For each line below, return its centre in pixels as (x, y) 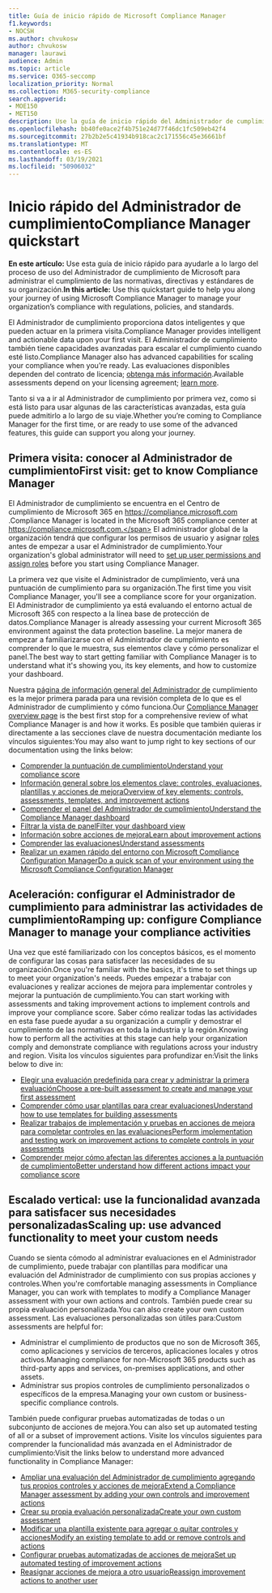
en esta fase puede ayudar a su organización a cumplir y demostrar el (125, 1021)
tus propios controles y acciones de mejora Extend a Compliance (128, 1485)
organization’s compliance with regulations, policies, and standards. (121, 307)
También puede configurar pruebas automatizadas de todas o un (117, 1418)
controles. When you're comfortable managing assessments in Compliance (133, 1283)
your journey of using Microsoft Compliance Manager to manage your (125, 298)
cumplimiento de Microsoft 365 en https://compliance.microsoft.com (123, 512)
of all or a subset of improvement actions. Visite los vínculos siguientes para (136, 1435)
